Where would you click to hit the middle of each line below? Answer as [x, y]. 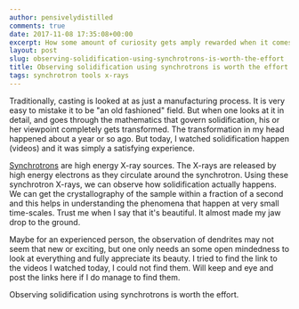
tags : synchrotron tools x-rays [69, 76]
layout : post [33, 51]
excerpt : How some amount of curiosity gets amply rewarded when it [139, 42]
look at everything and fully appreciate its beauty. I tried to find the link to [143, 258]
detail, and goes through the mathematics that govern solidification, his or [145, 119]
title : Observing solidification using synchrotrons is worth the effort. [151, 68]
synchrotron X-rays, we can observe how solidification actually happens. [143, 184]
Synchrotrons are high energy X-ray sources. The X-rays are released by [143, 165]
